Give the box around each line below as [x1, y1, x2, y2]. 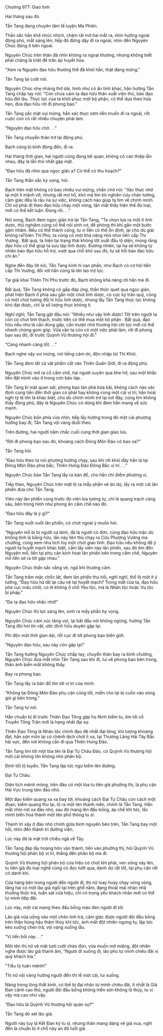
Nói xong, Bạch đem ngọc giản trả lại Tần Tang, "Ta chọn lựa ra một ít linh [5, 217, 152, 223]
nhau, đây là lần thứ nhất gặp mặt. [5, 159, 73, 164]
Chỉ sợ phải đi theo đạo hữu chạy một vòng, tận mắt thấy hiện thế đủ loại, [5, 202, 152, 208]
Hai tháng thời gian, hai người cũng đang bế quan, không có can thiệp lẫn [5, 153, 152, 159]
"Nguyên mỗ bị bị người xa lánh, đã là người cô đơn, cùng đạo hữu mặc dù [5, 530, 154, 535]
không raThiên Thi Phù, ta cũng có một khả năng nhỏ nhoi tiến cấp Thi [5, 232, 146, 238]
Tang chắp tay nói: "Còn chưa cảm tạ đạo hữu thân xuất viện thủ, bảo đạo [5, 91, 153, 96]
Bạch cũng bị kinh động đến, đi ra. [5, 144, 74, 150]
